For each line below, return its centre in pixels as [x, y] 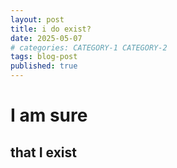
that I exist [43, 152]
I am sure [49, 115]
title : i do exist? [51, 29]
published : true [44, 66]
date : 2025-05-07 [46, 38]
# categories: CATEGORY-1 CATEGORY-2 [89, 47]
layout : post [37, 19]
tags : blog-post [44, 57]
